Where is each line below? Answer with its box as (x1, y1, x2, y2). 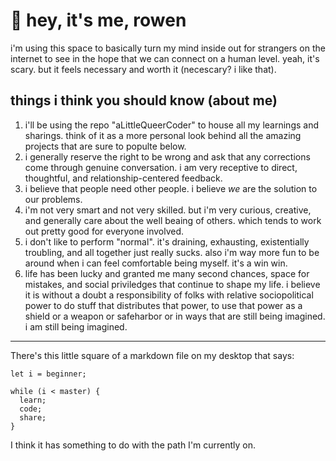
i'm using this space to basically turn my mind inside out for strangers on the (10, 42, 326, 54)
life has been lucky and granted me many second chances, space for (24, 267, 310, 279)
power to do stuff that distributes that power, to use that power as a (24, 299, 303, 311)
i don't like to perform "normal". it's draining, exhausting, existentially (24, 235, 310, 248)
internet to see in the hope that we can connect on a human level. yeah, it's (10, 52, 320, 64)
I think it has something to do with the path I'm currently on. (10, 439, 257, 451)
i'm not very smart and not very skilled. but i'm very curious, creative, (24, 204, 312, 216)
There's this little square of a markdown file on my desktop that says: (10, 349, 295, 361)
